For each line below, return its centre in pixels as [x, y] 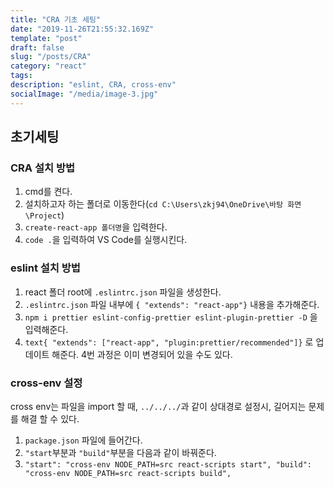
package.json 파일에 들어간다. [83, 440]
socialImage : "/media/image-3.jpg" [84, 94]
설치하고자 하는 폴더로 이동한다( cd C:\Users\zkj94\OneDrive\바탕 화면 [163, 204]
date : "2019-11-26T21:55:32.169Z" [82, 29]
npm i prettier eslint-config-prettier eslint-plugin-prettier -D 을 [171, 317]
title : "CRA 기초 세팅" [56, 19]
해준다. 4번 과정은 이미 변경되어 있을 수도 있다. [142, 354]
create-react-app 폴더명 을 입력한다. [96, 227]
